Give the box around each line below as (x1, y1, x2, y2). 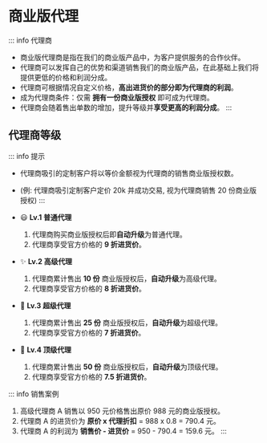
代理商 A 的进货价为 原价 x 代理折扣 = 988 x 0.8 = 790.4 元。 (19, 416, 220, 425)
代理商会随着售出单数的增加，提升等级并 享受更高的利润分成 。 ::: (19, 102, 233, 112)
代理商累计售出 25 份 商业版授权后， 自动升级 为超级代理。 (31, 318, 223, 327)
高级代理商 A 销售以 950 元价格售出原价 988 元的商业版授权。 (19, 406, 225, 416)
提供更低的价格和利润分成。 (19, 72, 112, 82)
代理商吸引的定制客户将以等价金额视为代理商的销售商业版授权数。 (19, 168, 238, 177)
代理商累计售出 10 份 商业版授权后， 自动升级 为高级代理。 (31, 274, 222, 283)
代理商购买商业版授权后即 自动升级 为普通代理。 (31, 230, 187, 239)
